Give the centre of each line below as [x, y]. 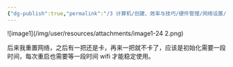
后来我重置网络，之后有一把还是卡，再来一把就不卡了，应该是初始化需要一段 [116, 47]
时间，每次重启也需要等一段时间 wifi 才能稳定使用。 [81, 56]
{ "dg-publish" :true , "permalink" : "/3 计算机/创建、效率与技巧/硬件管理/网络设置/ [117, 13]
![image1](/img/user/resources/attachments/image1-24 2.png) [95, 33]
